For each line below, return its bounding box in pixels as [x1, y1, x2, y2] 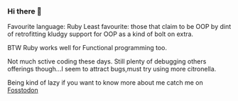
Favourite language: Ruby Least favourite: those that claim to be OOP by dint [7, 23, 232, 31]
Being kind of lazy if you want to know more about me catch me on [7, 78, 204, 87]
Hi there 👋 [7, 6, 43, 16]
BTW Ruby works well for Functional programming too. [7, 44, 167, 52]
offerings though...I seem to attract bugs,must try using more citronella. [7, 65, 217, 73]
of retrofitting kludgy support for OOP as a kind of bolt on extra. [7, 30, 194, 38]
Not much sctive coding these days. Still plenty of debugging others [7, 57, 207, 66]
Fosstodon [7, 86, 38, 95]
